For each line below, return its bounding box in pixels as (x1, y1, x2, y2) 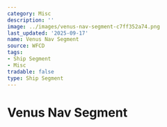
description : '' (7, 17, 54, 24)
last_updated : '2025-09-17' (7, 29, 89, 37)
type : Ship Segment (7, 74, 64, 82)
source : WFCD (7, 42, 45, 49)
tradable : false (7, 68, 54, 75)
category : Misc (7, 10, 51, 17)
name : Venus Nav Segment (7, 36, 79, 43)
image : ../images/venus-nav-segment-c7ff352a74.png (7, 23, 160, 30)
